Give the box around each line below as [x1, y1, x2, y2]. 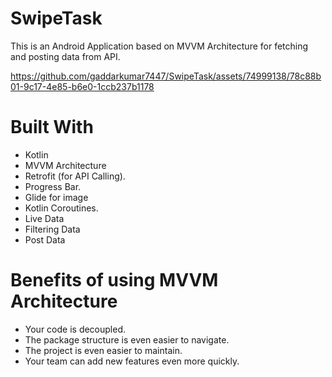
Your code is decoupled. [24, 323, 127, 335]
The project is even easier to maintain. [24, 344, 183, 356]
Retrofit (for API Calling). [24, 170, 126, 182]
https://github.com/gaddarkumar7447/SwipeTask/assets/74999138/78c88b [10, 70, 322, 82]
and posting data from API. [10, 50, 121, 62]
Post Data [24, 233, 66, 246]
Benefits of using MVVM [10, 269, 219, 292]
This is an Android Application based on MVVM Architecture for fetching [10, 40, 309, 52]
